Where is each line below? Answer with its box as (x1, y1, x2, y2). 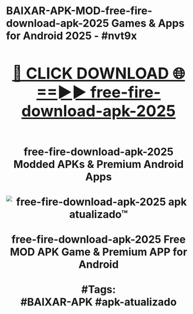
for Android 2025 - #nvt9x (6, 29, 137, 42)
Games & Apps (111, 16, 185, 30)
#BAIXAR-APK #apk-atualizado (20, 295, 177, 309)
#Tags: (81, 283, 116, 296)
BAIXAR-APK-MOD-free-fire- (6, 4, 153, 18)
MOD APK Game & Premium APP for (9, 245, 188, 259)
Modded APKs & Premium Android (13, 157, 184, 171)
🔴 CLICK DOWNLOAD (12, 63, 169, 83)
